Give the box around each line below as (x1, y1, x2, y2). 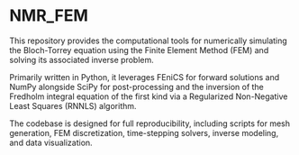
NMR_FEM (9, 5, 88, 26)
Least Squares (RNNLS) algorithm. (9, 100, 137, 111)
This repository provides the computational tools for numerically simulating (9, 35, 288, 46)
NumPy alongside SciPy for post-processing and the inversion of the (9, 81, 264, 92)
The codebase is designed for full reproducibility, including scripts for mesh (9, 118, 291, 129)
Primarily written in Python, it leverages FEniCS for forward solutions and (9, 71, 280, 82)
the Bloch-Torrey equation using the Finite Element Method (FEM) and (9, 44, 269, 55)
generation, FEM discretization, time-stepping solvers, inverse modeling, (9, 127, 279, 138)
